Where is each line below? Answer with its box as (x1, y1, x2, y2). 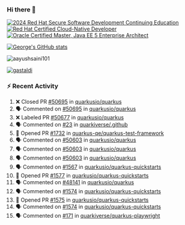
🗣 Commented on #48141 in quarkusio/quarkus (15, 178, 135, 185)
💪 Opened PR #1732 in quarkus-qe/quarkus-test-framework (15, 129, 164, 137)
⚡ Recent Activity (7, 82, 59, 91)
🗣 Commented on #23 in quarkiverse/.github (15, 121, 128, 128)
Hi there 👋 (7, 5, 37, 14)
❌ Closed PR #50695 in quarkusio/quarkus (15, 98, 122, 105)
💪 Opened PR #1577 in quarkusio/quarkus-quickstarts (15, 172, 149, 179)
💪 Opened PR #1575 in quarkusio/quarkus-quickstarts (15, 196, 149, 203)
